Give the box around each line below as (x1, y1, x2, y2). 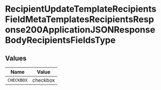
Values (5, 54, 27, 62)
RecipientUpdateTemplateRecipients (5, 3, 157, 15)
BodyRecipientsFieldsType (5, 35, 116, 46)
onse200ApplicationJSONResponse (5, 24, 155, 35)
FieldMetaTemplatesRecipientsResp (5, 14, 154, 25)
